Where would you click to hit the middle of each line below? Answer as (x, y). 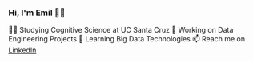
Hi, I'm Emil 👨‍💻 (37, 13)
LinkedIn (22, 50)
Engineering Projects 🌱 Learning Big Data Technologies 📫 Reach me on (127, 39)
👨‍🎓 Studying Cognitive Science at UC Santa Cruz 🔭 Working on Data (121, 30)
